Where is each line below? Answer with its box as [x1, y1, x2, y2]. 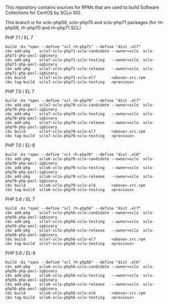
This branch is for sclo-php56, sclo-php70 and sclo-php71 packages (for [5, 20, 157, 25]
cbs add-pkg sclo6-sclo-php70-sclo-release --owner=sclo [5, 174, 139, 179]
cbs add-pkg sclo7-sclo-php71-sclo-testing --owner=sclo [5, 57, 139, 63]
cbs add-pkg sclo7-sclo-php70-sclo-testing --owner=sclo [5, 111, 139, 116]
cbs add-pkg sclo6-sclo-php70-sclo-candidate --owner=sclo [5, 156, 139, 161]
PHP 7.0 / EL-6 [5, 142, 35, 148]
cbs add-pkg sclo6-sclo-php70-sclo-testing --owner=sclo [5, 165, 139, 170]
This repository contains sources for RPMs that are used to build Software [5, 5, 159, 10]
